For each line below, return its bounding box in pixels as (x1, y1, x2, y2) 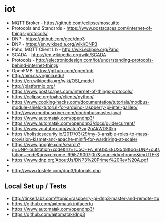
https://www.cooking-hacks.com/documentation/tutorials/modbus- (11, 99, 150, 105)
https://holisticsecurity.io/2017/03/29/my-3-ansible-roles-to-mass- (11, 131, 150, 137)
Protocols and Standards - (11, 25, 66, 31)
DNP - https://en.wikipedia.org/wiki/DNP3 (11, 41, 98, 47)
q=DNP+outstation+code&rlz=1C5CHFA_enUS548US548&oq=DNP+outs (11, 147, 160, 152)
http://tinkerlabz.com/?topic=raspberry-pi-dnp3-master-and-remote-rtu (11, 195, 160, 201)
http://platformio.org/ (11, 83, 55, 89)
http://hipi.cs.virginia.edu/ (11, 73, 65, 78)
